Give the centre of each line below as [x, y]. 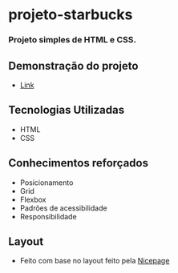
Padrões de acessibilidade [63, 208]
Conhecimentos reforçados [78, 163]
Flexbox [33, 199]
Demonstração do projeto [73, 66]
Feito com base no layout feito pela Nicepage [95, 261]
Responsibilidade [49, 216]
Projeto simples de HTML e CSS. [72, 40]
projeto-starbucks [71, 15]
